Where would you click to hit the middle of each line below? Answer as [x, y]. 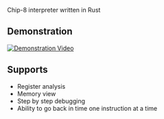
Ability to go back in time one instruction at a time [87, 108]
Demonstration [40, 31]
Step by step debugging [51, 101]
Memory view [36, 94]
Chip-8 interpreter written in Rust [54, 10]
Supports [27, 70]
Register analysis [41, 86]
